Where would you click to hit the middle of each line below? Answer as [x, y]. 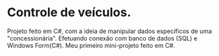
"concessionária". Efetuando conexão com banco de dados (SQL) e [102, 38]
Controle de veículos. [69, 12]
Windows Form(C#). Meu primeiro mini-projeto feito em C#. [91, 45]
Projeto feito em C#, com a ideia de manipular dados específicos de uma [109, 31]
